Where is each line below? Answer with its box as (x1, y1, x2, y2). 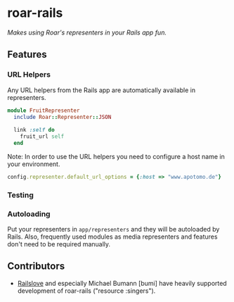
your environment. (7, 160, 60, 168)
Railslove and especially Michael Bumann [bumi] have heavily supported (17, 279, 227, 287)
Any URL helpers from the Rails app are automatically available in (7, 86, 196, 94)
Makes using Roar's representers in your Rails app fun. (7, 28, 167, 37)
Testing (7, 190, 34, 200)
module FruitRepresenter (7, 107, 80, 114)
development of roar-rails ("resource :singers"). (17, 287, 156, 295)
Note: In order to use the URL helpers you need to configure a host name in (7, 152, 225, 161)
